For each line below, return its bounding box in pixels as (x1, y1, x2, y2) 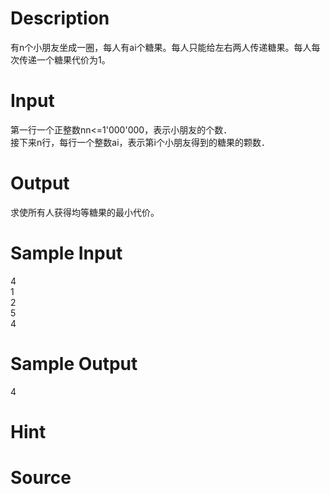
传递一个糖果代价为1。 (18, 53, 111, 66)
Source (10, 467, 72, 489)
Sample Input (10, 242, 123, 264)
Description (10, 7, 110, 30)
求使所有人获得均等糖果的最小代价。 (10, 206, 160, 218)
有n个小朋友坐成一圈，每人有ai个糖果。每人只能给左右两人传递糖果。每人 (10, 41, 312, 53)
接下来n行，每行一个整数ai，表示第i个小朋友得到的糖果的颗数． (10, 136, 270, 148)
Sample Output (10, 352, 138, 375)
